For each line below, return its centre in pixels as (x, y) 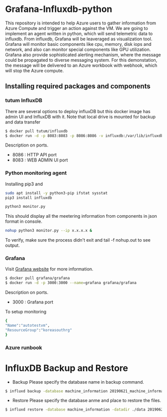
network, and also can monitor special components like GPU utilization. (78, 49)
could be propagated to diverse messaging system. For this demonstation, (81, 60)
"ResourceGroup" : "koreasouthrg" (39, 330)
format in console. (24, 221)
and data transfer (23, 122)
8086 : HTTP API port (35, 155)
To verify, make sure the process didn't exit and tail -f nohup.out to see (78, 240)
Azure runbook (24, 347)
